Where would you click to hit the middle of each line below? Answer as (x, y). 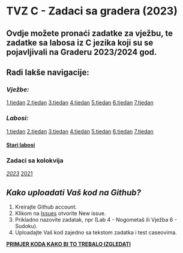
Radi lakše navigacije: (48, 72)
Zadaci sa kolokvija (35, 160)
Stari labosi (21, 145)
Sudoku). (26, 226)
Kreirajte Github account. (46, 207)
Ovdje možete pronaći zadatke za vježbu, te (89, 33)
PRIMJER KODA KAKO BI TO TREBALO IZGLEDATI (68, 244)
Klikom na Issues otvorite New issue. (60, 213)
